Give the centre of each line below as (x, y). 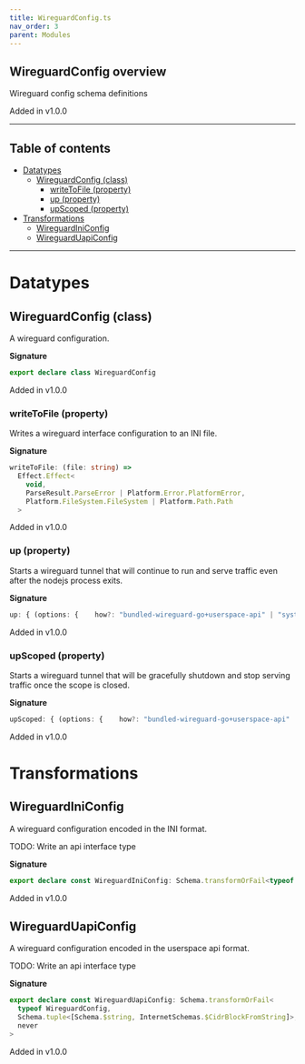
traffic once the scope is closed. (69, 685)
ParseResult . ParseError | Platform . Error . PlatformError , (136, 493)
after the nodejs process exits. (66, 580)
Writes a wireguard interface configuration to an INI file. (113, 434)
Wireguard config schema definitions (79, 94)
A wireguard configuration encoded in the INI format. (108, 828)
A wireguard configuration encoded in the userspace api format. (129, 949)
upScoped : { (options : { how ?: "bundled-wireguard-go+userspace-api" (150, 719)
